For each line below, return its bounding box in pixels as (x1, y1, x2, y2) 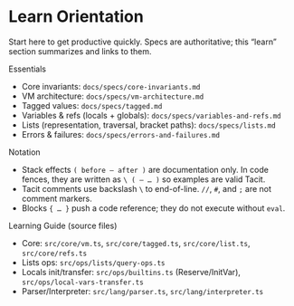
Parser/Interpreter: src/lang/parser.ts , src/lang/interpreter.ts (21, 285, 264, 296)
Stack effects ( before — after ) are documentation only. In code (21, 164, 269, 175)
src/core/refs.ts (21, 249, 88, 258)
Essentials (8, 63, 47, 74)
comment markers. (21, 193, 92, 204)
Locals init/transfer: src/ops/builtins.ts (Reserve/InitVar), (21, 266, 242, 277)
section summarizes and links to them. (8, 45, 152, 56)
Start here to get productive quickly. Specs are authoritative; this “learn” (8, 36, 277, 47)
